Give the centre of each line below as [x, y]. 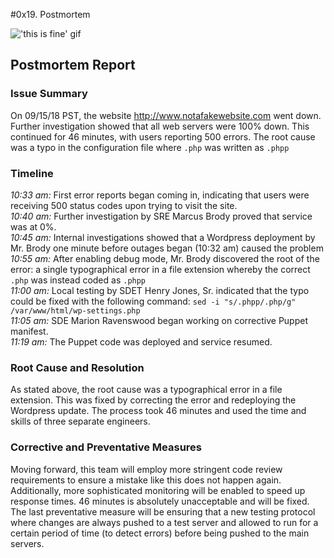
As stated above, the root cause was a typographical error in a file [146, 390]
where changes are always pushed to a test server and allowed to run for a [164, 522]
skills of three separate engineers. [80, 421]
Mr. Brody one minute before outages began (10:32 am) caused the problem [167, 248]
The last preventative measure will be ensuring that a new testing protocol [163, 511]
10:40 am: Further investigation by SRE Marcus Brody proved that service [161, 216]
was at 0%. [33, 226]
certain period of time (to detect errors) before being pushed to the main [160, 533]
